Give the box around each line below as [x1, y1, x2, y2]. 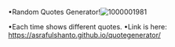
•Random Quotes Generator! [8, 8, 100, 16]
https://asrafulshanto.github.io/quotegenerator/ [8, 31, 161, 39]
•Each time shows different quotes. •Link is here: [8, 22, 167, 31]
